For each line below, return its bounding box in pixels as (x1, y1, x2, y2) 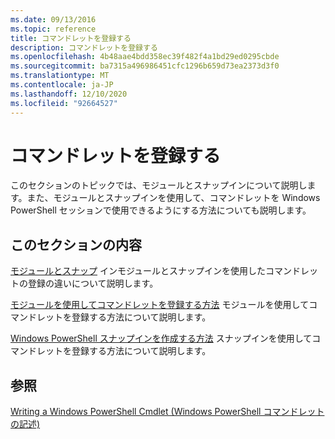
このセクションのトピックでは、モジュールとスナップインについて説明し (10, 179, 308, 191)
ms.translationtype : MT (10, 71, 110, 81)
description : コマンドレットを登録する (10, 42, 158, 53)
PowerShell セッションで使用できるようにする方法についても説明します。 (10, 204, 312, 216)
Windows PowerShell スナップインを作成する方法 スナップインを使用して (10, 332, 313, 345)
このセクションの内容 (10, 236, 142, 253)
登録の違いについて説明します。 (27, 277, 159, 290)
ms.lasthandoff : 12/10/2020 (10, 89, 128, 99)
